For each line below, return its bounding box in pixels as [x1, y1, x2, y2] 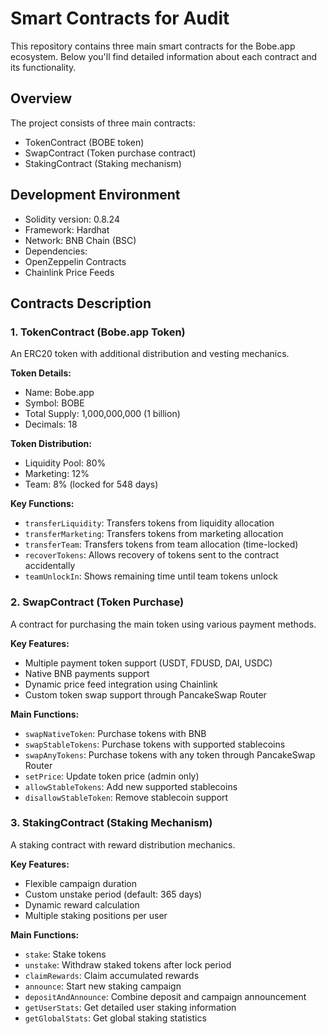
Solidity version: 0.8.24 [24, 213, 120, 225]
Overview [10, 90, 73, 107]
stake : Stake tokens [24, 948, 107, 960]
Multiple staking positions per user [24, 909, 168, 921]
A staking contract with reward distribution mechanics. [10, 838, 236, 851]
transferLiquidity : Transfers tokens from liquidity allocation [24, 517, 275, 529]
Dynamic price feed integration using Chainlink [24, 678, 218, 690]
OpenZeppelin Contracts [24, 255, 127, 267]
